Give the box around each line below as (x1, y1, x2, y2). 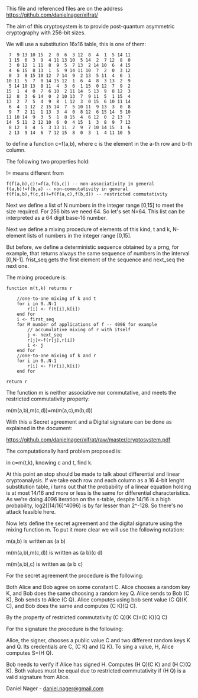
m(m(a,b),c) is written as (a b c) (6, 561, 83, 568)
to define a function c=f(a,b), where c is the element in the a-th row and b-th (6, 140, 193, 147)
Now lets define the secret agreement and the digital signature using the (6, 520, 183, 527)
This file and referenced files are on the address (6, 5, 124, 12)
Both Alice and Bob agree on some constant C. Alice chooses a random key (6, 584, 190, 590)
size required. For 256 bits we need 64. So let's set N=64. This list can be (6, 208, 185, 215)
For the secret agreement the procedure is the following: (6, 572, 144, 579)
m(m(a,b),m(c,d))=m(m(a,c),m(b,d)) (6, 407, 93, 414)
